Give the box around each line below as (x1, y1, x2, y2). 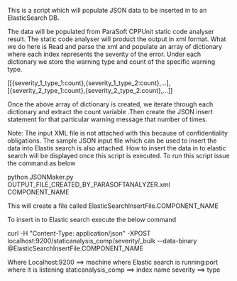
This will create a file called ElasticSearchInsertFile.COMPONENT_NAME (7, 202, 219, 210)
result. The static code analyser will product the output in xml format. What (7, 35, 226, 43)
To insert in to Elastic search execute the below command (7, 216, 177, 224)
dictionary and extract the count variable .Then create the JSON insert (7, 108, 213, 116)
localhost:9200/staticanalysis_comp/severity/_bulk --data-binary (7, 237, 197, 245)
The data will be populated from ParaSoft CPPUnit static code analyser (7, 28, 214, 35)
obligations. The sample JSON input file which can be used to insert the (7, 136, 218, 145)
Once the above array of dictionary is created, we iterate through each (7, 100, 214, 109)
